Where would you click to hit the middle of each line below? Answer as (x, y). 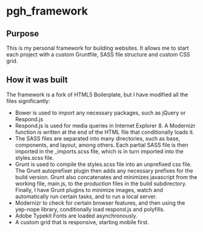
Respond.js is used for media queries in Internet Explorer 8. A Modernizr (105, 125)
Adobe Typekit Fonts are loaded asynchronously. (76, 216)
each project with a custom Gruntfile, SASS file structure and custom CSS (98, 55)
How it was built (37, 80)
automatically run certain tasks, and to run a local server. (86, 196)
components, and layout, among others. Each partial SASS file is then (102, 145)
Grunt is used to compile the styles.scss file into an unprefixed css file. (103, 164)
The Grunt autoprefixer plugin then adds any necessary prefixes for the (104, 170)
